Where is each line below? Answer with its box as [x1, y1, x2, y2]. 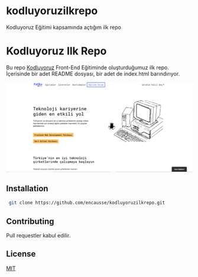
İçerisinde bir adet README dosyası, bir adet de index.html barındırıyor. [6, 70, 180, 77]
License [6, 249, 36, 259]
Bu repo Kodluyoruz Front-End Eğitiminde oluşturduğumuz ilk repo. [6, 64, 170, 71]
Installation [6, 183, 48, 193]
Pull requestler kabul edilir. [6, 232, 71, 239]
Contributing [6, 216, 54, 226]
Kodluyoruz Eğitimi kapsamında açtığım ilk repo [6, 24, 121, 31]
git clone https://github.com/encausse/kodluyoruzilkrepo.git [8, 200, 165, 206]
